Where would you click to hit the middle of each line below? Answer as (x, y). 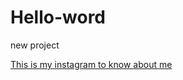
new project (35, 45)
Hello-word (58, 17)
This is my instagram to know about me (91, 64)
